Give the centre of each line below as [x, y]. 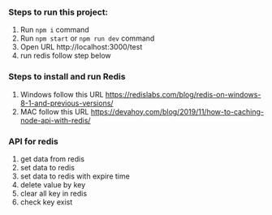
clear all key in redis [54, 193]
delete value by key [53, 184]
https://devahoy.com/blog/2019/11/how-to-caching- [177, 111]
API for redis [33, 141]
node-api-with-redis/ [55, 120]
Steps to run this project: [58, 12]
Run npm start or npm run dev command [87, 38]
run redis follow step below [65, 56]
